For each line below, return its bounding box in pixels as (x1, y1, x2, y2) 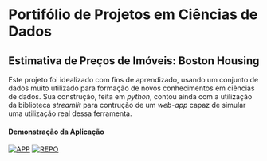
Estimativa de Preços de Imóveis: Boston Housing (8, 54, 260, 67)
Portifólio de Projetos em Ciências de (8, 6, 258, 24)
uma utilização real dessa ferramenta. (8, 109, 132, 118)
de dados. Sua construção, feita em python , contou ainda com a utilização (8, 92, 253, 101)
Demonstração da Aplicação (8, 127, 105, 136)
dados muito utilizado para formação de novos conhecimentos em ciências (8, 83, 255, 93)
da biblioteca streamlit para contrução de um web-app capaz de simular (8, 101, 246, 109)
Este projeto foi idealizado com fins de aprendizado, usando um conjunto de (8, 75, 259, 84)
